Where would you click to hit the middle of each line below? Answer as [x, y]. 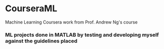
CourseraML [31, 9]
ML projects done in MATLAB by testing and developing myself [82, 35]
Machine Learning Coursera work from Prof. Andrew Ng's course [71, 22]
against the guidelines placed [41, 41]
